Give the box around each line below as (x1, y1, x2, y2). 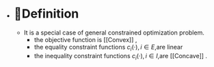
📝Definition (13, 6, 79, 22)
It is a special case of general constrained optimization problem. (23, 28, 205, 37)
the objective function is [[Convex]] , (34, 35, 137, 43)
